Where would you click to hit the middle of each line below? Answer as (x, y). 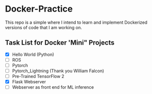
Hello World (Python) (33, 54)
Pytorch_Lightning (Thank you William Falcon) (58, 71)
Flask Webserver (29, 82)
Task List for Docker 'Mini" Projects (60, 43)
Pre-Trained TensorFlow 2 (38, 76)
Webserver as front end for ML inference (53, 87)
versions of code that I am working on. (44, 27)
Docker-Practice (39, 9)
